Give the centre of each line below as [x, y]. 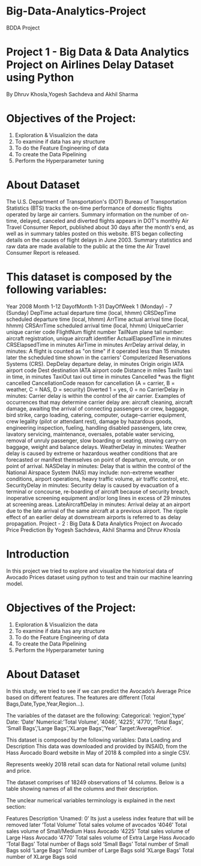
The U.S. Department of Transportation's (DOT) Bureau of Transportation [97, 201]
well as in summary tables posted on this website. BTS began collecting [95, 233]
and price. [19, 770]
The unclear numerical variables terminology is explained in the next [91, 800]
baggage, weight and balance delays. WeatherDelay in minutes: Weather [96, 447]
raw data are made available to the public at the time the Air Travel [88, 246]
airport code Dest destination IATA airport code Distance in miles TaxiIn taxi [100, 370]
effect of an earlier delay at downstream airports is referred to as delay [94, 517]
